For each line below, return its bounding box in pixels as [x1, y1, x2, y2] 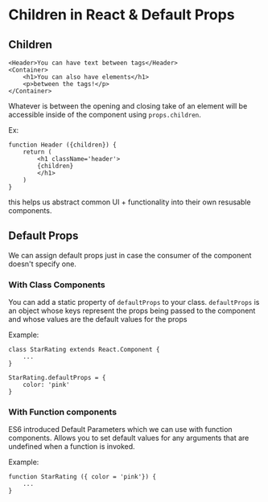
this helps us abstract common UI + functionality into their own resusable [8, 197, 251, 207]
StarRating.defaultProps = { [8, 374, 106, 382]
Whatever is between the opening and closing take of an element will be [8, 101, 248, 110]
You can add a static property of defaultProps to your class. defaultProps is [8, 298, 260, 307]
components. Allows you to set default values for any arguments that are [8, 433, 249, 443]
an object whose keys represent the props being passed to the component [8, 306, 256, 315]
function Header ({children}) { [8, 141, 117, 149]
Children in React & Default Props [8, 6, 235, 24]
